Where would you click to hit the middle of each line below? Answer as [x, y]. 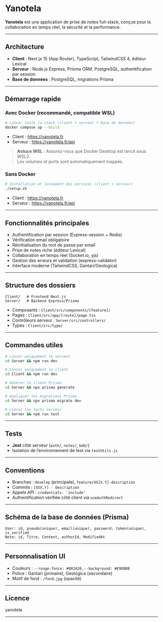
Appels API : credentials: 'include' [49, 492]
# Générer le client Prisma [33, 383]
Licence [17, 598]
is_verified [17, 533]
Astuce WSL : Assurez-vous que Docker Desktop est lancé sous [81, 151]
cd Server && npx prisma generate [40, 387]
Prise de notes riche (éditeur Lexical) [49, 250]
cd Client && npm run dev [31, 374]
